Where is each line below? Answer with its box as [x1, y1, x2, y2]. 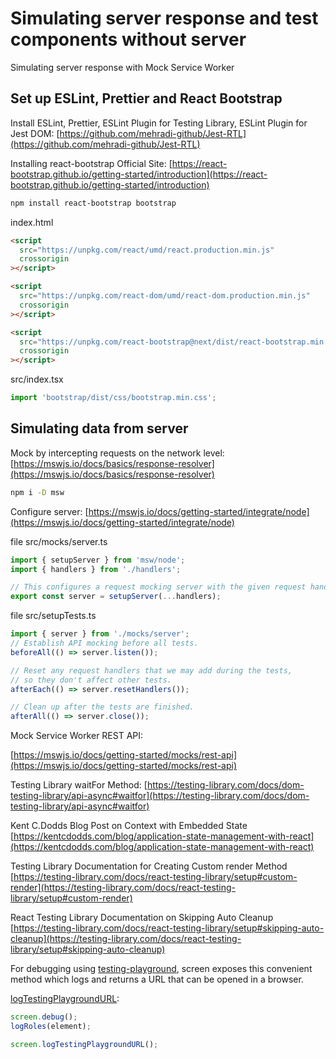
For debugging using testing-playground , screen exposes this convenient [10, 963, 313, 975]
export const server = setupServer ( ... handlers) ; [10, 592, 222, 602]
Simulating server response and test [10, 7, 319, 30]
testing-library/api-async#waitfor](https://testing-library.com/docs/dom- [10, 790, 310, 802]
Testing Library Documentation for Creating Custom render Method [10, 860, 288, 872]
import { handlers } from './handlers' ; [10, 564, 182, 574]
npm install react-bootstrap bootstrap [10, 198, 177, 208]
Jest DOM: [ [10, 127, 60, 139]
